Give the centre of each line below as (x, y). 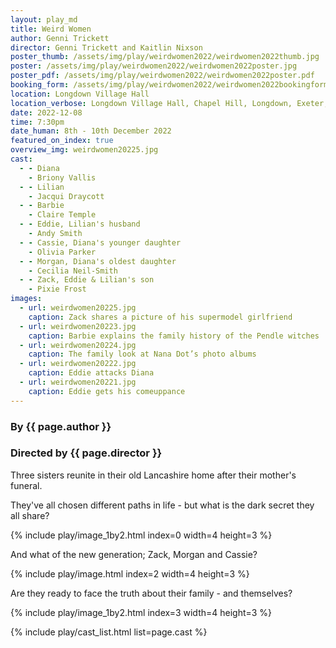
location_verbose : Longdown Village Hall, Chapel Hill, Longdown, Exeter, (169, 103)
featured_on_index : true (62, 141)
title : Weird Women (51, 29)
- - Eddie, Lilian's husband (80, 224)
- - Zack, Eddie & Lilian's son (87, 280)
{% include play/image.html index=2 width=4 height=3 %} (130, 573)
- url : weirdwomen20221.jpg (78, 382)
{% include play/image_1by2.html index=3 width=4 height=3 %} (141, 612)
